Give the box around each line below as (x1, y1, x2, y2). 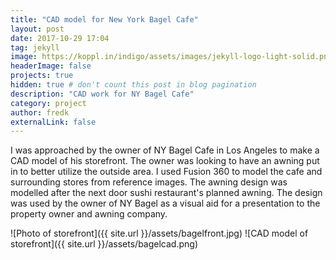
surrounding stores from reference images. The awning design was (10, 176, 288, 188)
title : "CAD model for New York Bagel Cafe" (10, 14, 199, 25)
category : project (10, 98, 87, 108)
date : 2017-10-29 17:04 (10, 33, 110, 43)
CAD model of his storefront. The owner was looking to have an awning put (10, 155, 320, 167)
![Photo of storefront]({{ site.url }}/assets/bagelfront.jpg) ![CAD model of (10, 227, 309, 240)
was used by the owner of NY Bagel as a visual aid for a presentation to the (10, 197, 321, 210)
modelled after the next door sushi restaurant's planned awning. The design (10, 187, 323, 199)
